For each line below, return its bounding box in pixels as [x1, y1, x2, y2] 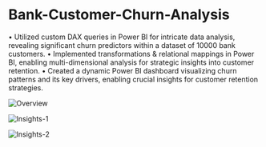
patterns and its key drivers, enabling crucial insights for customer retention [8, 74, 259, 84]
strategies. [8, 82, 44, 93]
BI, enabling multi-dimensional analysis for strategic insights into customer [8, 58, 255, 67]
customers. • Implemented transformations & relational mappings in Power [8, 49, 255, 58]
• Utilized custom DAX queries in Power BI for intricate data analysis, [8, 32, 236, 42]
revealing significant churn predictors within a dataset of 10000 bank [8, 40, 236, 50]
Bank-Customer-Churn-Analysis [8, 6, 230, 24]
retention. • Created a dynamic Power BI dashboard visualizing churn [8, 66, 237, 75]
